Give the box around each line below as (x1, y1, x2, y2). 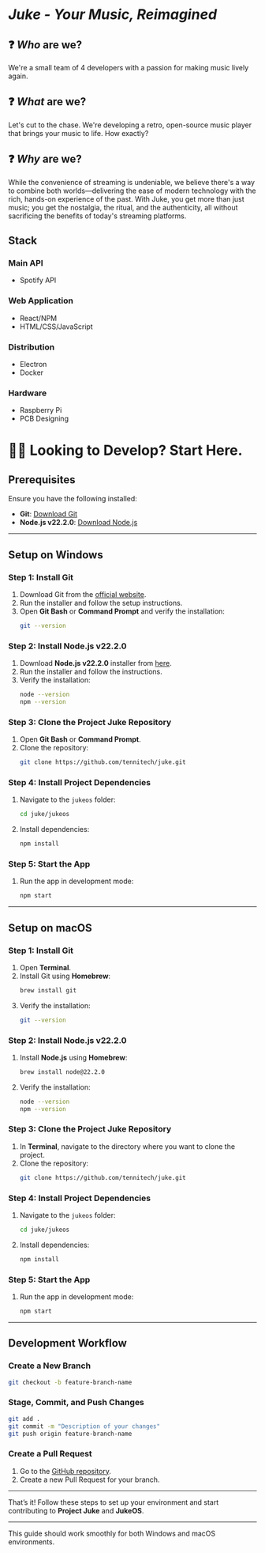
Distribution (8, 342, 55, 353)
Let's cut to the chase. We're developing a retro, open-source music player (8, 120, 252, 130)
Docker (19, 368, 44, 377)
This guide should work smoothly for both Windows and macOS (8, 1528, 216, 1538)
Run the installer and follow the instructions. (19, 667, 163, 677)
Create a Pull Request (8, 1449, 92, 1460)
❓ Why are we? (8, 153, 83, 166)
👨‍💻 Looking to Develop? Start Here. (8, 441, 243, 459)
